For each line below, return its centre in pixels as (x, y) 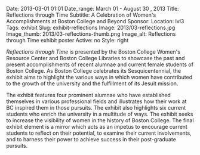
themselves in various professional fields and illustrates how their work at (96, 101)
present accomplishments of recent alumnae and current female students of (100, 64)
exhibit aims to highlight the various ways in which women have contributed (99, 77)
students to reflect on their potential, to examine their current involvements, (99, 133)
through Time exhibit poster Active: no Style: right (67, 40)
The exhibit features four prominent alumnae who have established (89, 95)
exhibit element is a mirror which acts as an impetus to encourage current (97, 127)
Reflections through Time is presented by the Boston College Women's (93, 52)
